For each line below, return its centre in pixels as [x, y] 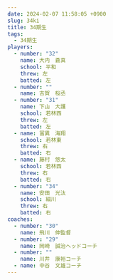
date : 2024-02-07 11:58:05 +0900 [57, 14]
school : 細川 [38, 199]
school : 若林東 [41, 140]
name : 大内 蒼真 [43, 61]
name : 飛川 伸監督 [45, 232]
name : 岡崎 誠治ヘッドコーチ [59, 246]
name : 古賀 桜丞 [43, 93]
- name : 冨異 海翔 [40, 133]
